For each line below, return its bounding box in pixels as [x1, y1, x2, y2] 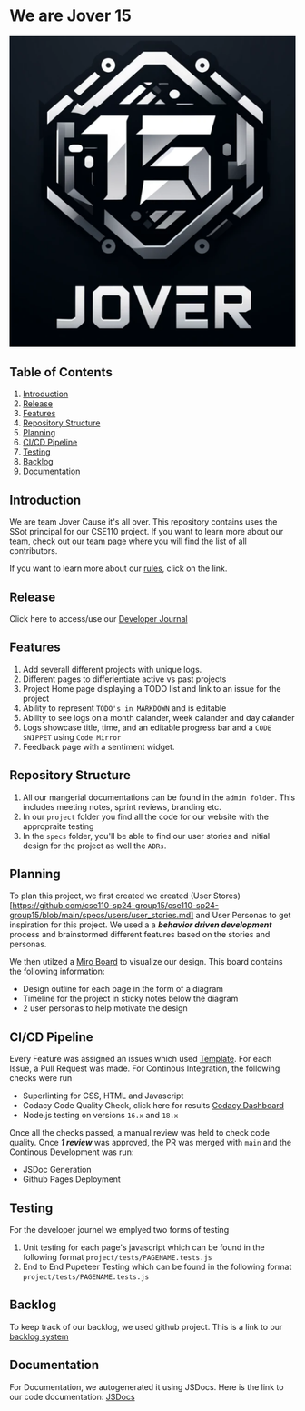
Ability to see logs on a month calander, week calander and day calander [22, 712, 295, 723]
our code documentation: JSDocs [9, 1391, 135, 1402]
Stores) [212, 890, 241, 901]
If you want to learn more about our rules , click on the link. [9, 563, 228, 574]
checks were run [9, 1073, 73, 1084]
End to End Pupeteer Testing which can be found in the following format [22, 1261, 292, 1273]
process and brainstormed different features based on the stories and [9, 929, 271, 940]
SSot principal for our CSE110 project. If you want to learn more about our [9, 526, 284, 537]
